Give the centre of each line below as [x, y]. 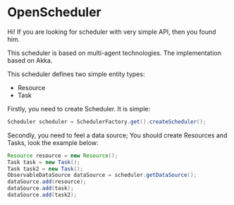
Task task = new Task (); [44, 162]
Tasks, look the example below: [53, 142]
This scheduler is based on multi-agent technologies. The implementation [115, 53]
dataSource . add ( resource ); [47, 182]
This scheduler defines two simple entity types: [76, 74]
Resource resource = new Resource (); [63, 156]
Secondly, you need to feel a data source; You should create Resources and [117, 135]
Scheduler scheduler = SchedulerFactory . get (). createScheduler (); [107, 122]
